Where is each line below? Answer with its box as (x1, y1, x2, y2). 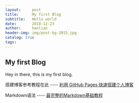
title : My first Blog (5, 12, 61, 17)
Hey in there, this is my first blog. (5, 71, 73, 77)
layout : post (5, 7, 41, 12)
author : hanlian (5, 26, 48, 31)
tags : (5, 40, 16, 45)
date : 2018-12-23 (5, 21, 55, 26)
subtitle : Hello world (5, 16, 57, 21)
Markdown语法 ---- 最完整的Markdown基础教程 (5, 92, 103, 98)
